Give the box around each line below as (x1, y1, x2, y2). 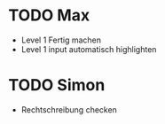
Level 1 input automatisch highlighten (20, 43, 157, 54)
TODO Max (8, 5, 90, 26)
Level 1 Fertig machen (20, 35, 102, 45)
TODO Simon (8, 75, 106, 96)
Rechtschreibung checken (20, 104, 117, 115)
